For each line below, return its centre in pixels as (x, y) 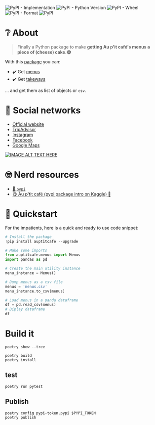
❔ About (22, 33)
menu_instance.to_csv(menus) (35, 291)
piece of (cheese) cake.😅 (44, 52)
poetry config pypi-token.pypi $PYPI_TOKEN (51, 413)
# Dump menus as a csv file (34, 282)
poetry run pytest (24, 386)
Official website (28, 124)
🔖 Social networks (43, 111)
